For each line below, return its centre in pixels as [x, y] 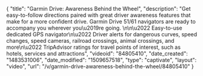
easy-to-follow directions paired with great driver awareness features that [98, 15]
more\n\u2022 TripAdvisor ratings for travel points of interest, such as [93, 47]
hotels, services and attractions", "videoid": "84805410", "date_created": [97, 53]
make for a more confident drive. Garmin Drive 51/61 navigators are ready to [101, 21]
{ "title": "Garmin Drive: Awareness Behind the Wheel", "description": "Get [98, 9]
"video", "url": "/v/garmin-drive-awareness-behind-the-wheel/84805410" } [100, 66]
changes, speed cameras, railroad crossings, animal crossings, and [90, 41]
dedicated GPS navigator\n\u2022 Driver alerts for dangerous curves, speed [102, 34]
